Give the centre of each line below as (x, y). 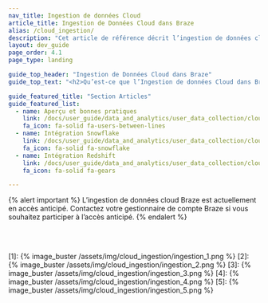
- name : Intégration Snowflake (67, 134)
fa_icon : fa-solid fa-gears (69, 171)
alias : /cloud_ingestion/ (51, 30)
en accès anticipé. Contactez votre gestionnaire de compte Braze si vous (128, 209)
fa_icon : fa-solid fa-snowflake (76, 148)
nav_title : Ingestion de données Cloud (75, 16)
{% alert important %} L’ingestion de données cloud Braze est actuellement (132, 200)
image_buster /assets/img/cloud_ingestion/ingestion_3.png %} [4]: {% (124, 273)
